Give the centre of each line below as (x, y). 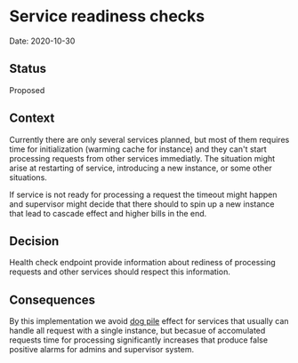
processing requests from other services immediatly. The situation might (142, 158)
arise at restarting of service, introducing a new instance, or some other (141, 168)
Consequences (52, 300)
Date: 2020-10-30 (42, 41)
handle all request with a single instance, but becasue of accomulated (137, 331)
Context (32, 118)
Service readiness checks (107, 16)
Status (28, 69)
